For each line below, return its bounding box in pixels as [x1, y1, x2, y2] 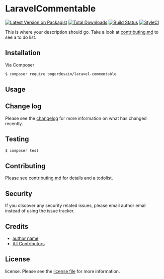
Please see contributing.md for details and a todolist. [5, 175, 113, 181]
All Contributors [12, 240, 45, 246]
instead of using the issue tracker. [5, 208, 75, 214]
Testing [5, 135, 29, 143]
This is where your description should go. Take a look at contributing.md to [5, 29, 159, 35]
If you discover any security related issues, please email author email [5, 203, 147, 209]
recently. [5, 120, 23, 127]
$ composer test [5, 148, 39, 153]
